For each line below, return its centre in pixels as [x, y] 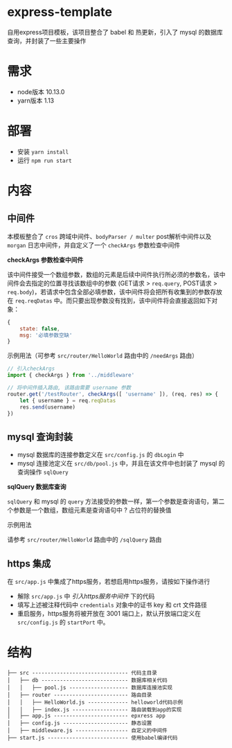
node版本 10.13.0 [41, 91]
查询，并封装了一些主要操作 [47, 41]
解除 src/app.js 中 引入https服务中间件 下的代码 [86, 596]
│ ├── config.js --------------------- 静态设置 [80, 723]
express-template [60, 12]
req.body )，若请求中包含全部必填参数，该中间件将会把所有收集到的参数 [109, 292]
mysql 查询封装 [40, 437]
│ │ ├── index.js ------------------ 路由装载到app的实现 [95, 710]
